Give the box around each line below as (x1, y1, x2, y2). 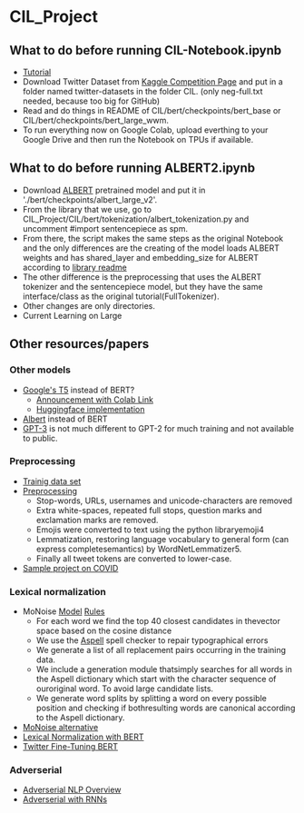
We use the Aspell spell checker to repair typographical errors (35, 635, 269, 646)
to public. (22, 432, 58, 443)
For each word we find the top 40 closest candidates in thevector (35, 616, 281, 627)
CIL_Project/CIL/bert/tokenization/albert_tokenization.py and (22, 213, 250, 224)
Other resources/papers (9, 336, 150, 352)
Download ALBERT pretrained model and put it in (22, 184, 206, 195)
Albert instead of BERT (22, 413, 108, 424)
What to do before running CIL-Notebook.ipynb (9, 43, 282, 58)
